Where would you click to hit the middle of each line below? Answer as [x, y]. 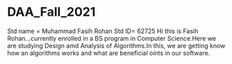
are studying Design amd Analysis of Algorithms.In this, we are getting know [116, 45]
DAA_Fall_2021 [51, 12]
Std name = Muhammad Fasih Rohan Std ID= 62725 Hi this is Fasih [103, 31]
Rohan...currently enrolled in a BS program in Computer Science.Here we [112, 38]
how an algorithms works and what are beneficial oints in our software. [109, 53]
